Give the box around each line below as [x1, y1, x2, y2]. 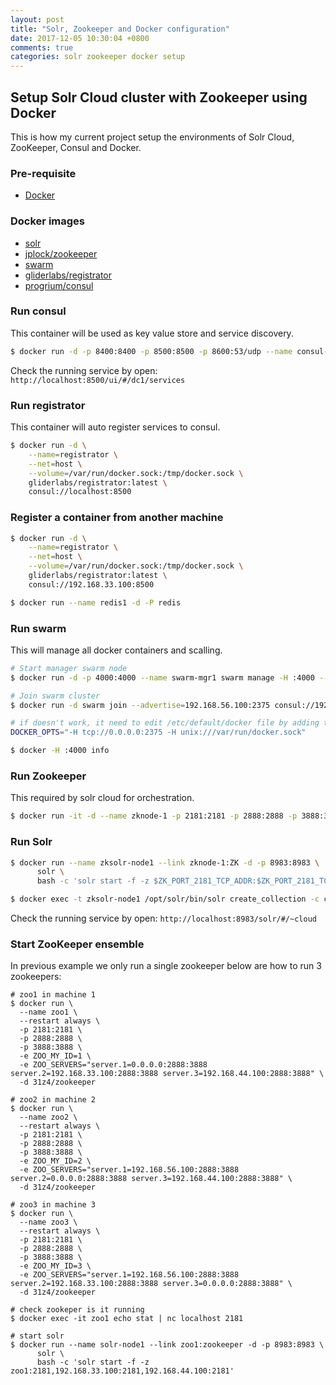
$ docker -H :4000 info [10, 746, 110, 756]
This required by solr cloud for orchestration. [10, 792, 195, 804]
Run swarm [10, 621, 67, 635]
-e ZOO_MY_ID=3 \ [19, 1261, 92, 1271]
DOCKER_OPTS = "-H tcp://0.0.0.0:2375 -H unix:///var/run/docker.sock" [10, 727, 307, 738]
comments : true [10, 42, 74, 53]
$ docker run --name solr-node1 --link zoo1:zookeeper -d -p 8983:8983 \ [10, 1340, 325, 1350]
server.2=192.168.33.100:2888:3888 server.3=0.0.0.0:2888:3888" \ [10, 1279, 293, 1289]
